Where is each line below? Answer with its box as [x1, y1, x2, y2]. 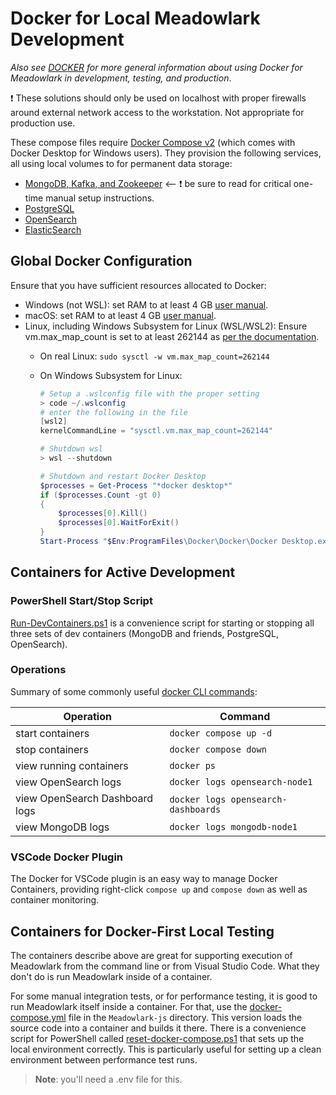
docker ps [169, 760, 217, 771]
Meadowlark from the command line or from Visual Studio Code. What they [10, 960, 320, 972]
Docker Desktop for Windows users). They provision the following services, [10, 147, 322, 159]
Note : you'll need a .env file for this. [34, 1073, 183, 1085]
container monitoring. [10, 894, 100, 906]
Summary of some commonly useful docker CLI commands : [10, 685, 258, 697]
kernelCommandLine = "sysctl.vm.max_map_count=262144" [39, 426, 273, 436]
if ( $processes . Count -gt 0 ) [39, 490, 162, 500]
